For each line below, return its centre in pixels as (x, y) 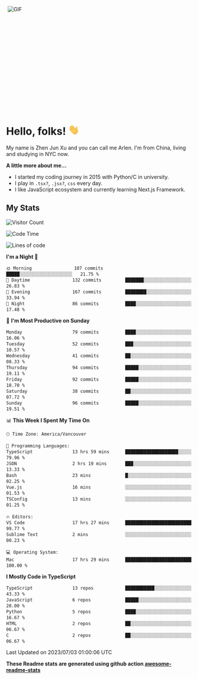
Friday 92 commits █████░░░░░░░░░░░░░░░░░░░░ (99, 379)
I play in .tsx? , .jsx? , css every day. (58, 183)
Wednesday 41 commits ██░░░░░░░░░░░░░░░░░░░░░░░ (99, 356)
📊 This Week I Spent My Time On (48, 420)
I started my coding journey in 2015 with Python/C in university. (92, 177)
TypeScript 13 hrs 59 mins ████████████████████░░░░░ (99, 451)
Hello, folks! (36, 131)
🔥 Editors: (20, 516)
